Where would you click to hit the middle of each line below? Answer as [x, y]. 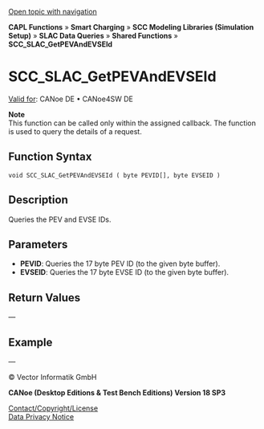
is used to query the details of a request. [75, 131]
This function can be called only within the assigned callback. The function [132, 123]
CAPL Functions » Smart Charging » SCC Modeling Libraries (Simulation [131, 27]
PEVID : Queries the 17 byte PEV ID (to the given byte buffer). [120, 264]
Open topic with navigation [53, 12]
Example [30, 342]
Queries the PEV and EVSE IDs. [60, 219]
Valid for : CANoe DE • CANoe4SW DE [71, 99]
